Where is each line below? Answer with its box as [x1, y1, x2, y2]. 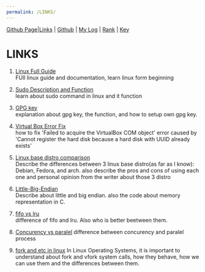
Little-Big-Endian [15, 185, 58, 193]
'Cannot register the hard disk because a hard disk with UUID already [15, 135, 190, 142]
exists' [15, 142, 32, 149]
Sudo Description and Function [15, 86, 94, 93]
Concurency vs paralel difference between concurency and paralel [15, 228, 184, 235]
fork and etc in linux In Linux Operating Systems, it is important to [15, 246, 181, 254]
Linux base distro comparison [15, 153, 91, 161]
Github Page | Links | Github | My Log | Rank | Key [6, 26, 130, 33]
